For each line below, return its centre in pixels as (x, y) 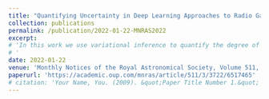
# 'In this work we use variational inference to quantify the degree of (134, 46)
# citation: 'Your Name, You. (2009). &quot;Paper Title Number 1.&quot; (134, 82)
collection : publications (51, 23)
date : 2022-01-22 (37, 61)
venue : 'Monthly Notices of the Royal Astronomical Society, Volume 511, (134, 68)
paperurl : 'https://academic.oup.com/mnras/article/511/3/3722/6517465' (132, 75)
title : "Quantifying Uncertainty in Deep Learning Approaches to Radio (130, 16)
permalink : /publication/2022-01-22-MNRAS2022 (87, 30)
